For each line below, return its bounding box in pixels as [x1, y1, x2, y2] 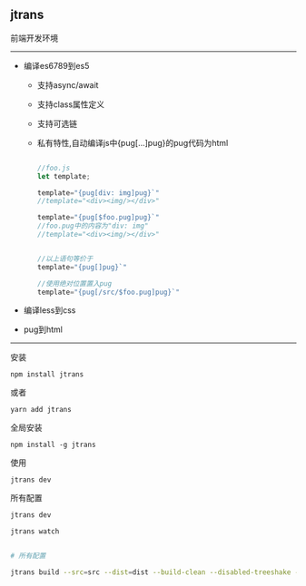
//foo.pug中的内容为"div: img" [36, 221, 149, 230]
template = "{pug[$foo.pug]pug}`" [36, 213, 160, 222]
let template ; [36, 171, 91, 181]
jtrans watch [10, 527, 60, 536]
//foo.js [36, 163, 71, 172]
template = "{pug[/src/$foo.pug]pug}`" [36, 288, 181, 297]
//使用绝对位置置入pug [36, 278, 113, 288]
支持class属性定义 [36, 99, 105, 110]
